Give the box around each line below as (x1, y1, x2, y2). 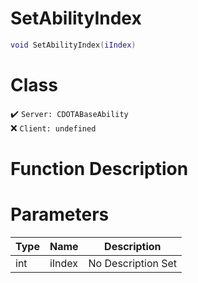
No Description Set (88, 256, 178, 270)
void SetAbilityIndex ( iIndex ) (10, 40, 137, 50)
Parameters (10, 203, 110, 226)
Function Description (10, 157, 189, 180)
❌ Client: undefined (10, 122, 97, 134)
